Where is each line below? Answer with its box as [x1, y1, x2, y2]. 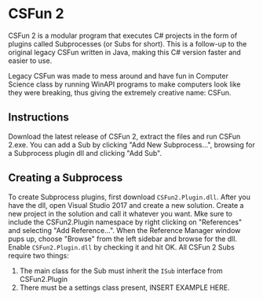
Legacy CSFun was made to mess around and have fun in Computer [8, 71, 229, 80]
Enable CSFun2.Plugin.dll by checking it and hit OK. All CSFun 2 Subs [8, 242, 236, 252]
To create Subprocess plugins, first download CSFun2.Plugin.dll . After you [8, 192, 251, 202]
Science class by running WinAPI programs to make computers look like [8, 80, 241, 89]
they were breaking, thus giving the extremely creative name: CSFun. [8, 87, 232, 97]
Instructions [8, 111, 69, 124]
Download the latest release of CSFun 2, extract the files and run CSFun [8, 131, 241, 141]
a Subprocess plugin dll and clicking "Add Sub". [8, 148, 163, 157]
